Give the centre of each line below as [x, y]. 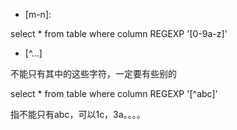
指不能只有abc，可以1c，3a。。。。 [78, 114]
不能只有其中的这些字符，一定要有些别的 [93, 73]
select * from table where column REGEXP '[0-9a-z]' [119, 33]
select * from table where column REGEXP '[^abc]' [114, 93]
